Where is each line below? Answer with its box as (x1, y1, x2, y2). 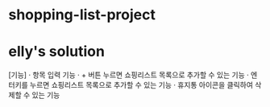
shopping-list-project (8, 6, 156, 24)
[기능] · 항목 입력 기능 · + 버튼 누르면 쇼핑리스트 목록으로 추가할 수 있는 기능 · (8, 70, 250, 80)
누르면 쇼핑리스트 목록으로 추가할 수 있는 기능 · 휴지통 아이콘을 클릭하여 (29, 80, 254, 90)
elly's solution (8, 43, 105, 61)
